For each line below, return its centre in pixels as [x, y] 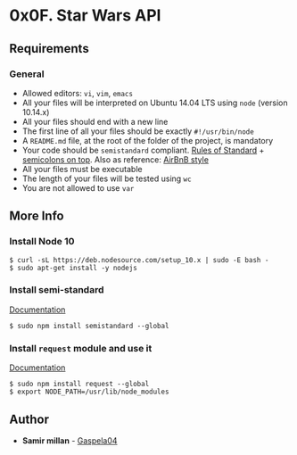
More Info [37, 216]
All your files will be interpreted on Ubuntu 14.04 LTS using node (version [155, 103]
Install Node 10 [42, 242]
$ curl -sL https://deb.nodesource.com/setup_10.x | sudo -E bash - [139, 260]
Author [29, 419]
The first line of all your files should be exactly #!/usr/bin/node [138, 131]
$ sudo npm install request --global [79, 385]
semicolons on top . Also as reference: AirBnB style [115, 159]
